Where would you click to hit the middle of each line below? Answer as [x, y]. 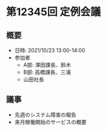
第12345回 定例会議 [53, 12]
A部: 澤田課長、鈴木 [47, 65]
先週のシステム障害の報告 [45, 115]
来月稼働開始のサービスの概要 [50, 122]
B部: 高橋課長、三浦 [47, 72]
